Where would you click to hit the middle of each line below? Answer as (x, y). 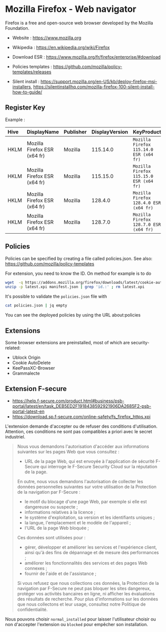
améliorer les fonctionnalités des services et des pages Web (86, 563)
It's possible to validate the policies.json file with (56, 297)
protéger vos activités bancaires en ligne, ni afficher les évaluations (86, 593)
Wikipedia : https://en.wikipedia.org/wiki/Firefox (61, 47)
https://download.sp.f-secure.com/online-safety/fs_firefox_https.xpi (81, 416)
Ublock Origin (26, 357)
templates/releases (32, 72)
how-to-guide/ (27, 92)
